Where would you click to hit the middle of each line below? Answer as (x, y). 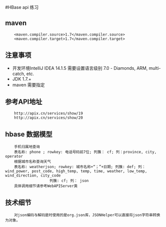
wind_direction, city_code (33, 176)
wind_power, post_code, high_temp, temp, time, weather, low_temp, (76, 171)
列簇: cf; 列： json (69, 181)
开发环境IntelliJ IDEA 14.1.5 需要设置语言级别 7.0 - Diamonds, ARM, (80, 68)
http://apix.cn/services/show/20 (49, 118)
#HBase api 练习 (22, 7)
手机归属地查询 (27, 147)
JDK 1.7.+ (22, 79)
